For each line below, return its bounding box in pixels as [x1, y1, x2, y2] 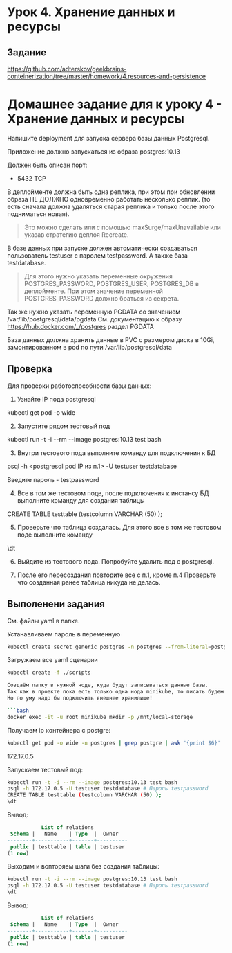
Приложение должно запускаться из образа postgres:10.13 [7, 147, 181, 156]
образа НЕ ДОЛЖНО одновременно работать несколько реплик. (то [7, 195, 211, 203]
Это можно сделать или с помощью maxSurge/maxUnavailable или [23, 223, 221, 231]
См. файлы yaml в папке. [7, 616, 81, 625]
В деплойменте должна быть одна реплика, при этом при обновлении [7, 188, 215, 196]
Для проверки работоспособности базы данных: [7, 382, 152, 390]
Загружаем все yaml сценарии [7, 656, 98, 664]
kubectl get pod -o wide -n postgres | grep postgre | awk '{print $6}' [7, 739, 221, 747]
